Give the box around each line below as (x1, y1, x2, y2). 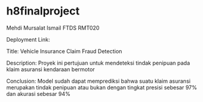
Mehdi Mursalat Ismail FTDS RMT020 (6, 24, 100, 31)
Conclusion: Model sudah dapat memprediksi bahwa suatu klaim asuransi (6, 77, 191, 84)
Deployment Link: (6, 36, 50, 43)
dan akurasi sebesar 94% (6, 90, 71, 97)
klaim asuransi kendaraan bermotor (6, 65, 95, 73)
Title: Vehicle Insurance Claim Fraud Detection (6, 47, 123, 55)
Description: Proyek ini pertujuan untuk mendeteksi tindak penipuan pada (6, 59, 190, 66)
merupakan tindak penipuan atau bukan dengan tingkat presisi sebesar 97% (6, 83, 198, 91)
